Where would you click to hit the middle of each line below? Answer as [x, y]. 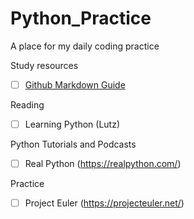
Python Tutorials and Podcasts [73, 144]
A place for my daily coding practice [85, 46]
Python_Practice [81, 18]
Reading [27, 105]
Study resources [44, 65]
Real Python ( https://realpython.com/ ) [103, 164]
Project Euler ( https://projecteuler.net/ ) [104, 203]
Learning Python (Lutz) [72, 124]
